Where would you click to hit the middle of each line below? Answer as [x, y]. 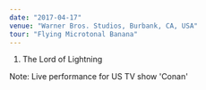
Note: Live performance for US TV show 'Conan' [99, 77]
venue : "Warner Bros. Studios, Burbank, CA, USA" [104, 26]
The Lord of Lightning [62, 60]
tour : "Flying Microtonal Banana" [74, 34]
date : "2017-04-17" [46, 17]
